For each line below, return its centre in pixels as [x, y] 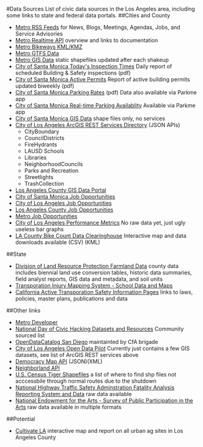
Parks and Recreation [51, 170]
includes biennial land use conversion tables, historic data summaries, [104, 273]
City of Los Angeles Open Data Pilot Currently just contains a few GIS [102, 348]
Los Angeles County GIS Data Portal [61, 190]
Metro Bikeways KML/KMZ [49, 47]
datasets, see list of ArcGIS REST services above [77, 355]
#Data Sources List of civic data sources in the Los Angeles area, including [101, 9]
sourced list [30, 335]
